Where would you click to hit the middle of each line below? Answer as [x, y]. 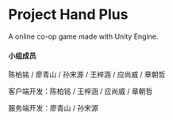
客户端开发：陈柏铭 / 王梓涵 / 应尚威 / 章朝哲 [81, 92]
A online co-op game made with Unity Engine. [83, 36]
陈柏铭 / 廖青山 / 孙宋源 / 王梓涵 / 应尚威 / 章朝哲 [87, 75]
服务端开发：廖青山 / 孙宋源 [53, 108]
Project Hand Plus [68, 15]
